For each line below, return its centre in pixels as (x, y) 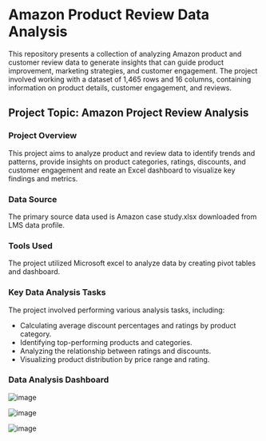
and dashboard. (34, 272)
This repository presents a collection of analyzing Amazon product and (125, 54)
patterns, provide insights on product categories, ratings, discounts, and (127, 161)
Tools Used (31, 245)
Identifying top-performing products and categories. (106, 342)
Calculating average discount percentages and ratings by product (128, 325)
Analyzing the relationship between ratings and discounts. (115, 351)
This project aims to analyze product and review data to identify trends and (132, 153)
